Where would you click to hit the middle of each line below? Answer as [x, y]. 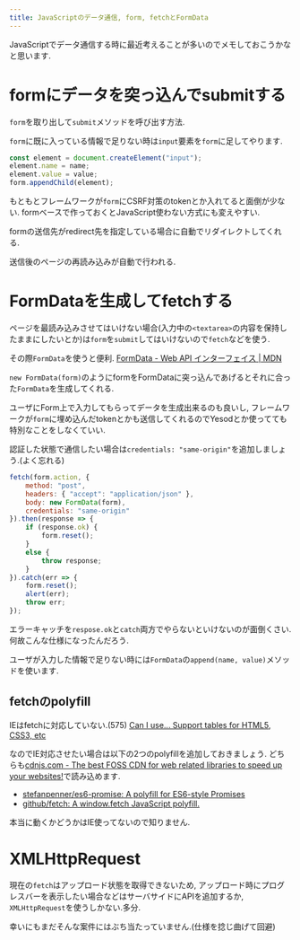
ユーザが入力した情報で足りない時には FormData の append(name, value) [138, 659]
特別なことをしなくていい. [57, 430]
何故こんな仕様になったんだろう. [69, 640]
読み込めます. [96, 776]
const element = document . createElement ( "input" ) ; [106, 158]
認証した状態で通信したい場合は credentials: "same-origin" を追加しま [140, 449]
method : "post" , [56, 486]
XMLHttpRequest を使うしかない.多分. [75, 907]
